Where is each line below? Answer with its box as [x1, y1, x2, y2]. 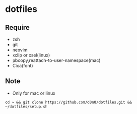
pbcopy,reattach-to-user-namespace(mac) [12, 57, 101, 63]
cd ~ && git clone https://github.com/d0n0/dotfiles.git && [5, 100, 133, 105]
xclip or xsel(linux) [12, 52, 50, 58]
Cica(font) [12, 63, 33, 68]
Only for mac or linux [12, 90, 56, 96]
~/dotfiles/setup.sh [5, 104, 48, 109]
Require [5, 23, 30, 32]
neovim [12, 47, 28, 53]
